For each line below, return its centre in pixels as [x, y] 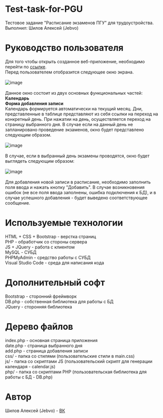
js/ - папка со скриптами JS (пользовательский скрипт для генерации [79, 361]
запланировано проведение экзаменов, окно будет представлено [75, 130]
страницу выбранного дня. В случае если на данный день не [69, 124]
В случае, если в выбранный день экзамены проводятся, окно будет [77, 156]
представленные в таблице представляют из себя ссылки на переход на [82, 114]
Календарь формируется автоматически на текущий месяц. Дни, [74, 108]
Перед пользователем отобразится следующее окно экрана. [69, 72]
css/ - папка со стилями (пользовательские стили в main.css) [70, 356]
